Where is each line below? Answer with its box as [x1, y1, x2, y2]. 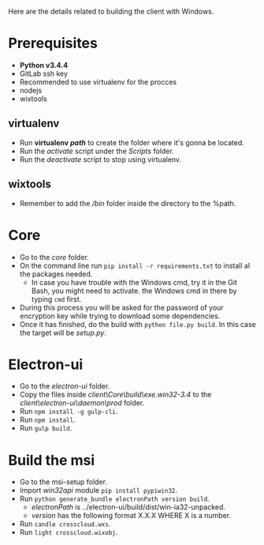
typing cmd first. [31, 294, 82, 303]
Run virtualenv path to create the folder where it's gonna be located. [19, 137, 244, 147]
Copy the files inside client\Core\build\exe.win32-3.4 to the [19, 390, 212, 400]
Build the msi [8, 451, 95, 469]
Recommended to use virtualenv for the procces [19, 77, 177, 86]
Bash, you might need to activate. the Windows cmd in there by [31, 286, 238, 295]
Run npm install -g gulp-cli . [19, 407, 118, 416]
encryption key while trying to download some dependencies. [19, 311, 221, 321]
